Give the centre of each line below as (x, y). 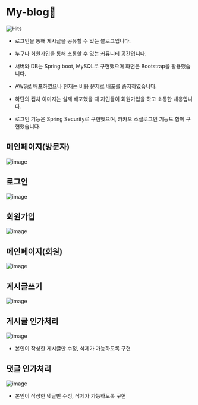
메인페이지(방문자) (38, 147)
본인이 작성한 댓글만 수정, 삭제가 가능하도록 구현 (70, 395)
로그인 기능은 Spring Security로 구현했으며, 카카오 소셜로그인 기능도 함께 (100, 119)
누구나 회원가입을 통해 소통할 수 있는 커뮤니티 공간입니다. (81, 54)
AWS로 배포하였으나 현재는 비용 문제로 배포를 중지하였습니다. (86, 86)
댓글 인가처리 (29, 369)
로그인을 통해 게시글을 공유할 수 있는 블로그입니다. (73, 40)
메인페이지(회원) (34, 251)
